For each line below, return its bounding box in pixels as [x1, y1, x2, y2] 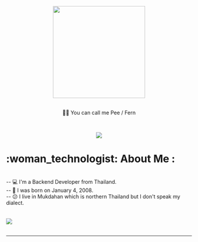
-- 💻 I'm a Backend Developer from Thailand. [6, 178, 117, 185]
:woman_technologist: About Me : [6, 153, 176, 165]
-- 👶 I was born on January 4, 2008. [6, 187, 94, 194]
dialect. [6, 199, 24, 206]
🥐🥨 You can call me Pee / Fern [62, 109, 136, 116]
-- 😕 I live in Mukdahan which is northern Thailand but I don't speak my [6, 193, 181, 200]
